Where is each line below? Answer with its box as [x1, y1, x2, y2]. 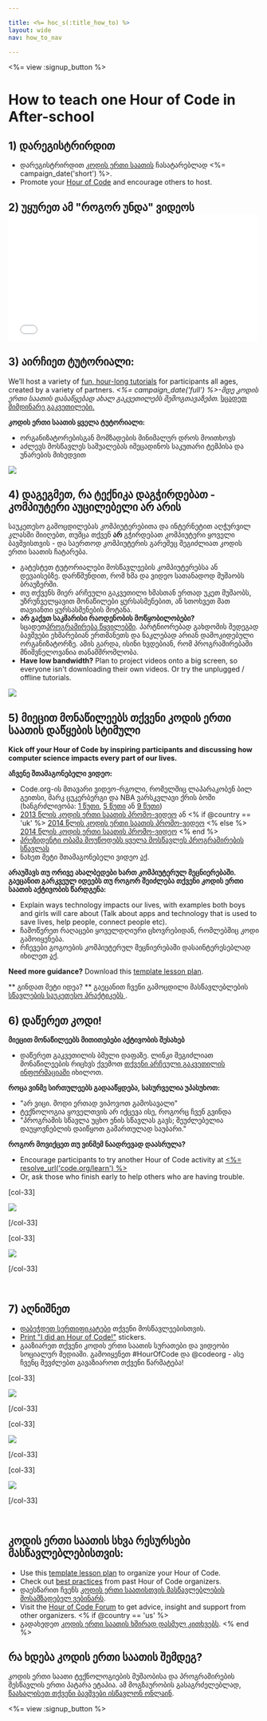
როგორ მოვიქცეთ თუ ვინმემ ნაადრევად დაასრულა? [8, 1140, 186, 1149]
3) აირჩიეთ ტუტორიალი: [8, 355, 135, 369]
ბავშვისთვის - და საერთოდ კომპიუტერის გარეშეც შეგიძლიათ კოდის [8, 539, 243, 548]
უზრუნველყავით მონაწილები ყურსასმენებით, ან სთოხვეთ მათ [19, 596, 230, 606]
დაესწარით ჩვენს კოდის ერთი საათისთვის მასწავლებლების [19, 1584, 226, 1595]
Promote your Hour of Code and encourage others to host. [19, 177, 213, 187]
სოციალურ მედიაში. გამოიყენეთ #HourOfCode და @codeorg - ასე [19, 1349, 245, 1359]
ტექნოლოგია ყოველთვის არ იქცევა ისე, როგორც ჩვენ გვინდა [19, 1107, 232, 1117]
